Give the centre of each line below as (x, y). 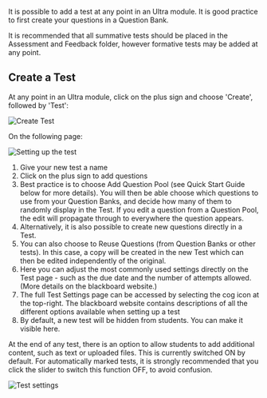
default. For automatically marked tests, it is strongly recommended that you (133, 361)
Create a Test (42, 78)
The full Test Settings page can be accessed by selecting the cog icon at (139, 294)
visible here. (40, 328)
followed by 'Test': (39, 105)
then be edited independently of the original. (93, 261)
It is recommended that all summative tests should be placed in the (118, 36)
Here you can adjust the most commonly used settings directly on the (134, 269)
